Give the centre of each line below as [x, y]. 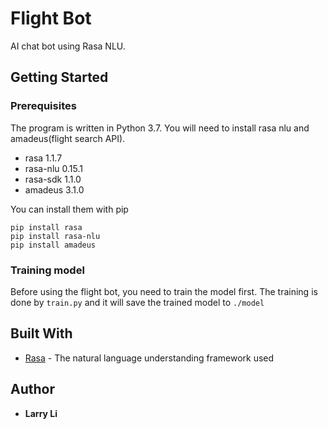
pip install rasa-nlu [55, 236]
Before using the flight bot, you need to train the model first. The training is [164, 291]
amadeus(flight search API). [68, 138]
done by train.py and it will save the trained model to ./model [137, 302]
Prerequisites [43, 106]
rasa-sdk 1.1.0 [53, 179]
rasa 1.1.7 [43, 158]
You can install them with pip [69, 209]
